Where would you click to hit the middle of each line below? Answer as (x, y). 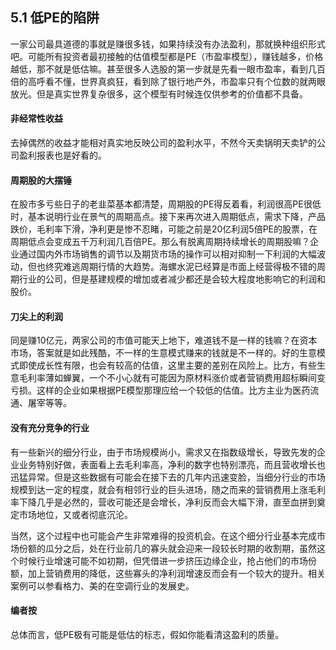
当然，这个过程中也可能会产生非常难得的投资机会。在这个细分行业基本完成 (163, 535)
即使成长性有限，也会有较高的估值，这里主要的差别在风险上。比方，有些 (167, 365)
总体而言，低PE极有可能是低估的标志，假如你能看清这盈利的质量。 (147, 634)
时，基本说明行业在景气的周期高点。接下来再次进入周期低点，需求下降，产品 (168, 217)
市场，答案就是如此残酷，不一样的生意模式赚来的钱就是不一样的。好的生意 (163, 353)
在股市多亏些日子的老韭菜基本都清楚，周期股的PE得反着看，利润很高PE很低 (166, 204)
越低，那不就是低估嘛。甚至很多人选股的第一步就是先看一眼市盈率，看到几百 (168, 69)
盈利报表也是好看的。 (62, 155)
